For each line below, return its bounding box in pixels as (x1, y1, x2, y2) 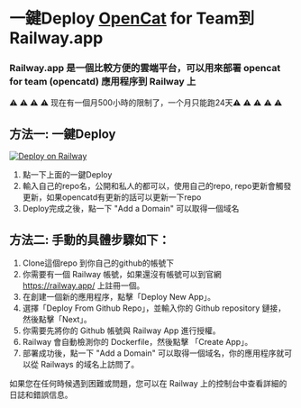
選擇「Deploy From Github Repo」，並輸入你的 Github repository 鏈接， (22, 303, 287, 313)
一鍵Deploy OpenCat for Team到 (9, 8, 255, 29)
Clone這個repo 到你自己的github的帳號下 (22, 258, 175, 268)
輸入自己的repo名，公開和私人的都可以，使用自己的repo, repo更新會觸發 (22, 181, 292, 192)
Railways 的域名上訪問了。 (40, 359, 140, 370)
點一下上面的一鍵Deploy (22, 169, 113, 180)
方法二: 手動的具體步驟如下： (9, 231, 170, 248)
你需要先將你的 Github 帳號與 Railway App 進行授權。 (22, 325, 221, 336)
